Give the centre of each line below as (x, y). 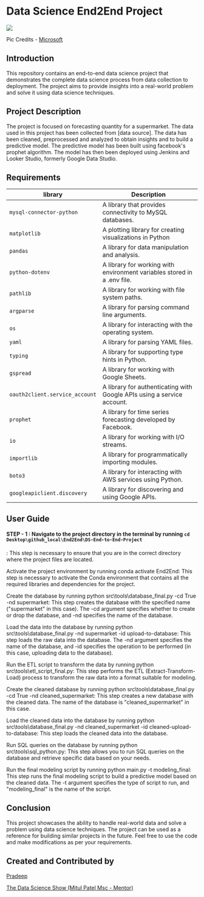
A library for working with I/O (144, 437)
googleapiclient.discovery (48, 493)
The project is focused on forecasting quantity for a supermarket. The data (100, 126)
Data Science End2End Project (84, 11)
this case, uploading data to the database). (60, 653)
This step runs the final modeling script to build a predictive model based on (102, 776)
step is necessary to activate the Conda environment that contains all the (98, 578)
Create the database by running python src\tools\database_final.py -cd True (101, 596)
